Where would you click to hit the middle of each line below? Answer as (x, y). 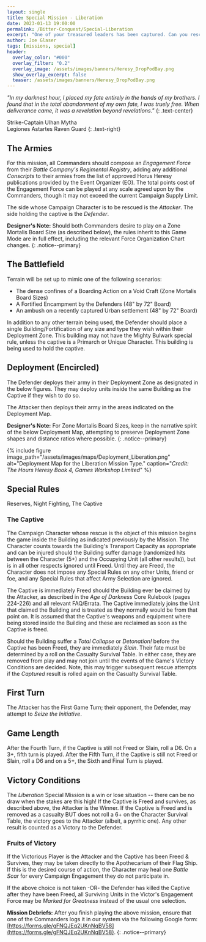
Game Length (33, 733)
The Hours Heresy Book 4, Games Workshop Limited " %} (79, 470)
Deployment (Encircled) (53, 368)
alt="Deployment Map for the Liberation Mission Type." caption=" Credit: (98, 463)
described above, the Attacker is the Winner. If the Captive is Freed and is (100, 808)
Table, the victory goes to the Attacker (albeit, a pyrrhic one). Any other (97, 821)
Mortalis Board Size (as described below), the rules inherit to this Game (97, 232)
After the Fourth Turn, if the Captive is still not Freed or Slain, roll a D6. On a (102, 748)
